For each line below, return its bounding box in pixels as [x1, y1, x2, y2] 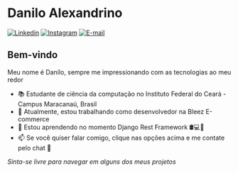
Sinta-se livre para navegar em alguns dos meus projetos [7, 157, 176, 166]
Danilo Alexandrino [7, 5, 123, 21]
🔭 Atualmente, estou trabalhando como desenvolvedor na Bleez [17, 107, 205, 116]
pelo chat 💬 [17, 143, 52, 152]
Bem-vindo [7, 49, 58, 61]
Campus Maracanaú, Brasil [17, 99, 97, 108]
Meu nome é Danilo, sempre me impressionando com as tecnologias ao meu [7, 67, 232, 76]
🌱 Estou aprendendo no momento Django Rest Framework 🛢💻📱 [17, 123, 205, 131]
